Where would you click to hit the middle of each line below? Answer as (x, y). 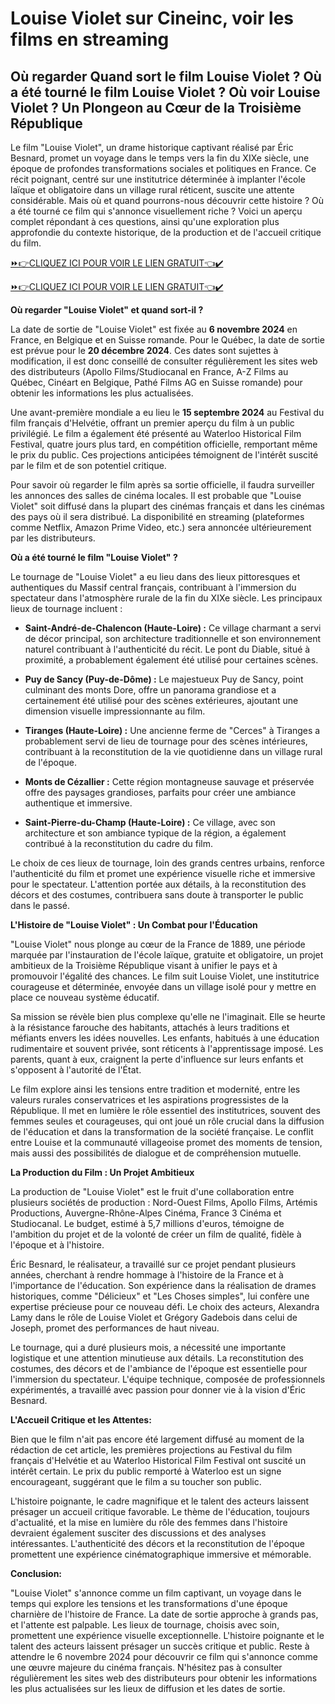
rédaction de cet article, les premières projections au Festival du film (151, 1450)
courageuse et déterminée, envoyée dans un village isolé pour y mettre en (163, 986)
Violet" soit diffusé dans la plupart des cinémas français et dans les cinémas (167, 506)
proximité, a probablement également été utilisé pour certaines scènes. (171, 660)
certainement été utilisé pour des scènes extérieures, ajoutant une (161, 700)
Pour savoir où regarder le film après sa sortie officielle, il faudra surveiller (162, 485)
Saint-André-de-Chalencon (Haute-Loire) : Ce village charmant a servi (173, 628)
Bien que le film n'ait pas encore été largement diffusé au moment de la (157, 1439)
